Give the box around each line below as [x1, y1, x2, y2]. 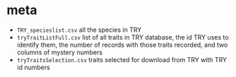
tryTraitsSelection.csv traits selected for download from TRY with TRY [16, 55, 228, 64]
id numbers [16, 63, 50, 71]
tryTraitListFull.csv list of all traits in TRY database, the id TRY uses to [16, 32, 229, 41]
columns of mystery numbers [16, 48, 103, 57]
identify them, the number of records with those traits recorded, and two [16, 40, 228, 49]
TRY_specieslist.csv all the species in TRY [16, 25, 142, 34]
